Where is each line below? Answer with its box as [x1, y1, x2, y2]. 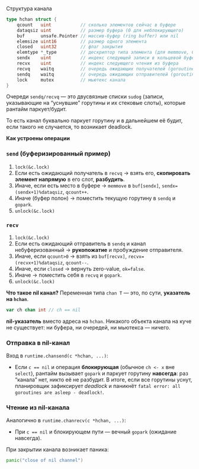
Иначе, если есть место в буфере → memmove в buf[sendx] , [14, 182, 161, 189]
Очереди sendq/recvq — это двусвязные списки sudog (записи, [6, 93, 164, 100]
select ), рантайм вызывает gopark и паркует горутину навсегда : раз [14, 370, 188, 377]
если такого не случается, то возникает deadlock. [6, 124, 133, 131]
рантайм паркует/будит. [6, 106, 67, 113]
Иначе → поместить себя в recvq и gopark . [14, 271, 122, 279]
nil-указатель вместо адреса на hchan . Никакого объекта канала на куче [6, 318, 192, 325]
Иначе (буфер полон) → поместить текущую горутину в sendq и [14, 195, 176, 202]
